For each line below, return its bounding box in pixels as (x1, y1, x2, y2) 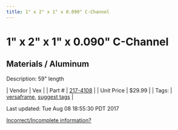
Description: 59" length (6, 75, 65, 82)
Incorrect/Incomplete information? (6, 116, 92, 124)
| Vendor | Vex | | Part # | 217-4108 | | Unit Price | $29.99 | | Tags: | (6, 86, 173, 94)
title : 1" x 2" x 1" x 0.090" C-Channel (6, 8, 110, 15)
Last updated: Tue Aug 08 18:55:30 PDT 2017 (6, 105, 119, 112)
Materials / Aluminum (6, 59, 90, 70)
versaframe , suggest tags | (6, 93, 74, 100)
